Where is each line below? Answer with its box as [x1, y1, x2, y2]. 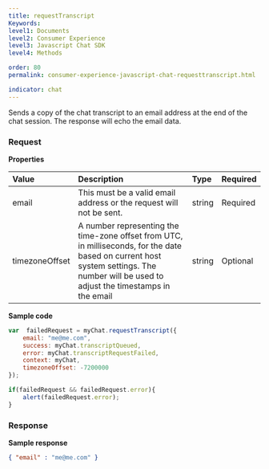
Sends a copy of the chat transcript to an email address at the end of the [8, 108, 248, 117]
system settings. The [78, 260, 157, 271]
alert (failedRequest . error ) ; [22, 393, 120, 402]
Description [78, 173, 124, 185]
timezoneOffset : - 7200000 [22, 364, 110, 372]
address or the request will [78, 197, 179, 208]
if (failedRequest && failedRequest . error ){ [8, 386, 156, 394]
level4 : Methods [8, 49, 62, 57]
